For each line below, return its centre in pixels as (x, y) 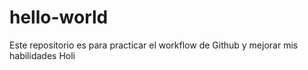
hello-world (59, 17)
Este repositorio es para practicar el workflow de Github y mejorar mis (154, 45)
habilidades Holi (42, 55)
